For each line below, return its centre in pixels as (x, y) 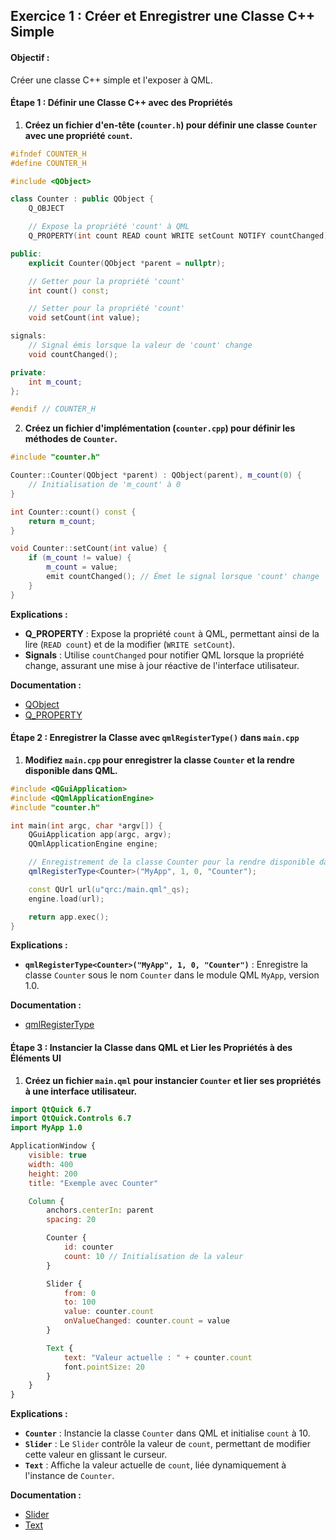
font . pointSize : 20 (104, 1367)
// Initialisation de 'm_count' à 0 (105, 485)
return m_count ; (62, 521)
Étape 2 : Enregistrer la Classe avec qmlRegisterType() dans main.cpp (155, 738)
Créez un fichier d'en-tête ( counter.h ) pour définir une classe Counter (171, 125)
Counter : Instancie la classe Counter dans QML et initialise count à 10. (167, 1433)
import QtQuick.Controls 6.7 (71, 1119)
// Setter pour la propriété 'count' (107, 309)
